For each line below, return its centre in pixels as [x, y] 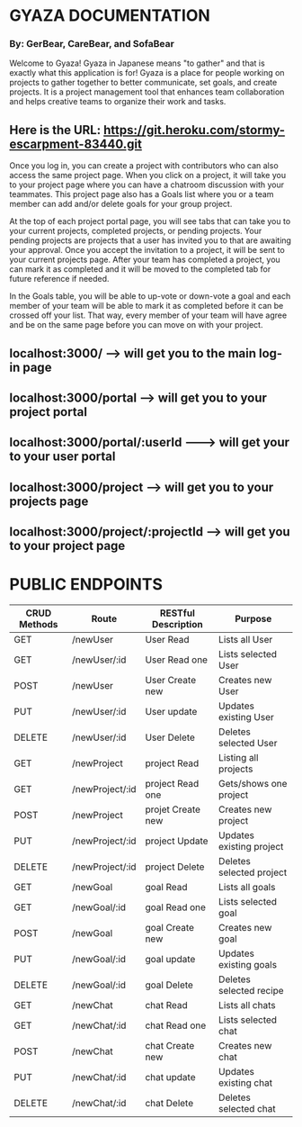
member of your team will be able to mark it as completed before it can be [147, 306]
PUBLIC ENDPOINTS [86, 585]
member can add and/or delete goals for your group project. [121, 204]
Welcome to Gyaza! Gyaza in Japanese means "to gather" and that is [137, 63]
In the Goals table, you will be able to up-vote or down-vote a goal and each [150, 296]
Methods [39, 625]
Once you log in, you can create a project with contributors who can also [144, 166]
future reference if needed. [59, 279]
